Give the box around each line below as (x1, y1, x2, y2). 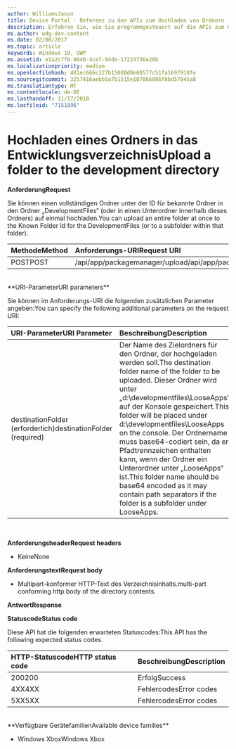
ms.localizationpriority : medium (7, 63, 105, 70)
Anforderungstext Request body (7, 565, 103, 574)
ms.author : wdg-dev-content (7, 30, 90, 37)
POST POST (11, 257, 49, 267)
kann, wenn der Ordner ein (119, 454, 207, 464)
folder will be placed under (119, 410, 208, 420)
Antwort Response (7, 601, 62, 609)
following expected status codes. (7, 635, 103, 644)
